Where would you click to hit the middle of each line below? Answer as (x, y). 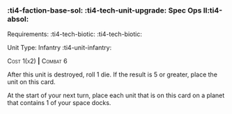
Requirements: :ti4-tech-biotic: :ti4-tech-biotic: (75, 34)
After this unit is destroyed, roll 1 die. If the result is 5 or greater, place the (113, 74)
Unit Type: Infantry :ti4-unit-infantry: (60, 48)
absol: (18, 19)
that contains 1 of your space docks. (59, 103)
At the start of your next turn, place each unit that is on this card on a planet (116, 95)
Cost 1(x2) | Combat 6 (37, 61)
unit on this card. (31, 82)
